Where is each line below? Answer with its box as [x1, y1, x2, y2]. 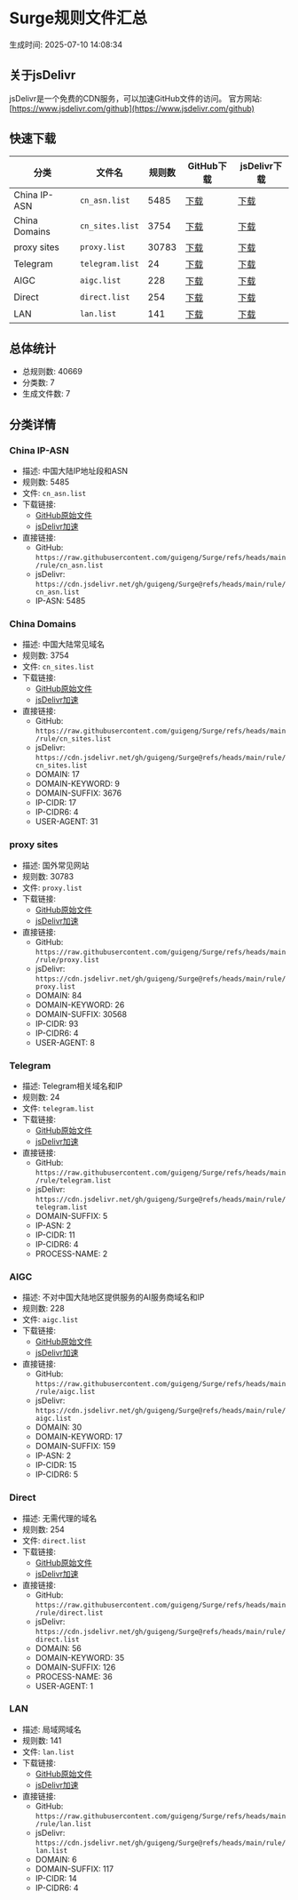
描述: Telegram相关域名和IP [21, 1080, 123, 1091]
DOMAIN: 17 [35, 769, 80, 780]
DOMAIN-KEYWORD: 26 [35, 999, 125, 1010]
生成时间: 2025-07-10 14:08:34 [9, 39, 122, 50]
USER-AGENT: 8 [35, 1037, 96, 1047]
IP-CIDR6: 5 [35, 1469, 79, 1480]
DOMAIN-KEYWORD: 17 [35, 1431, 122, 1442]
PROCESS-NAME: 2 [35, 1248, 108, 1259]
